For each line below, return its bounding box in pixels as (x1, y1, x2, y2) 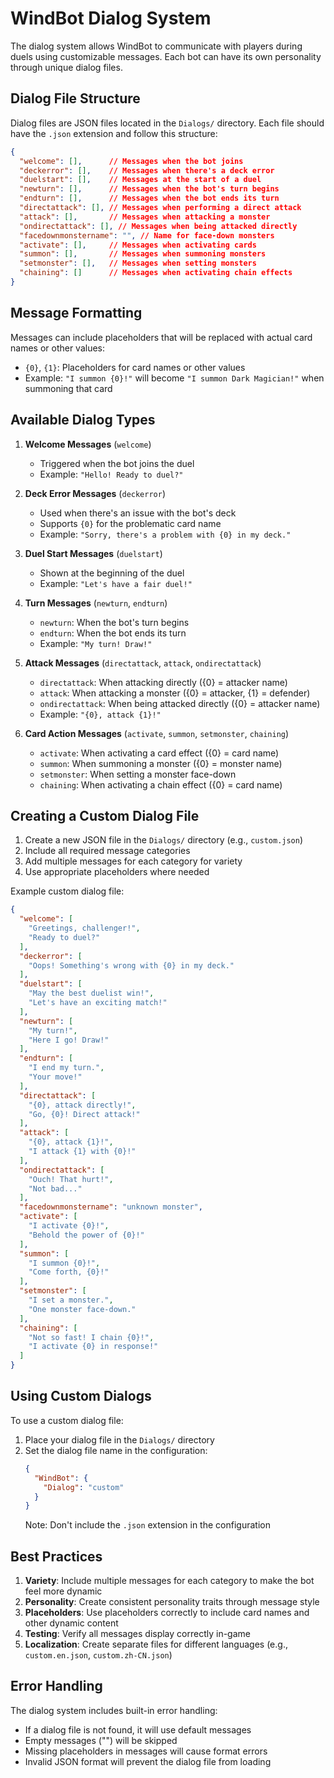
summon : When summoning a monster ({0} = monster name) (39, 757, 283, 769)
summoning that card (24, 382, 113, 394)
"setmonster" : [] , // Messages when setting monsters (19, 258, 257, 269)
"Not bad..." (28, 1183, 83, 1194)
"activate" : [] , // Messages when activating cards (19, 240, 257, 250)
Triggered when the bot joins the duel (39, 457, 195, 469)
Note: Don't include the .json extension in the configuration (24, 1519, 271, 1531)
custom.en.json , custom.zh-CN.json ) (24, 1649, 173, 1661)
